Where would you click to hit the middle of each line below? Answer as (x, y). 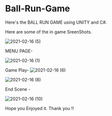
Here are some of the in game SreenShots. (49, 32)
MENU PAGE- (19, 51)
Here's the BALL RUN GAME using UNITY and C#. (56, 22)
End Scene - (18, 89)
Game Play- (17, 70)
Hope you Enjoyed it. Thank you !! (40, 108)
